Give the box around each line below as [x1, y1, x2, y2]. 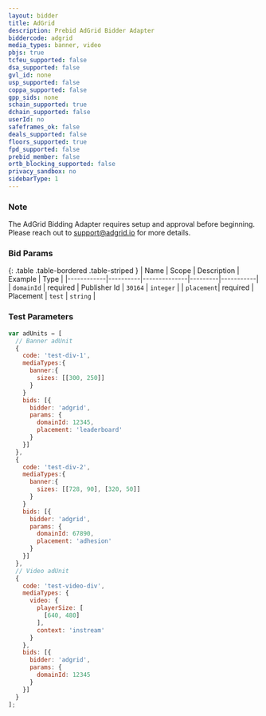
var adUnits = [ [8, 329, 62, 338]
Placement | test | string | [8, 291, 96, 301]
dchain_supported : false [8, 109, 91, 117]
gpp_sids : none [8, 93, 59, 101]
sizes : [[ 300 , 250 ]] [37, 374, 105, 382]
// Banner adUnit [15, 337, 73, 345]
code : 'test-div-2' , [22, 463, 91, 471]
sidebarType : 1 [8, 175, 59, 184]
